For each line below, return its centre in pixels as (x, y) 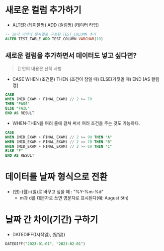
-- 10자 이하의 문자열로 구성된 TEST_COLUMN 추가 (51, 34)
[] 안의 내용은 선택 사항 (40, 68)
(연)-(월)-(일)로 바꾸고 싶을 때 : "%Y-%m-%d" (58, 192)
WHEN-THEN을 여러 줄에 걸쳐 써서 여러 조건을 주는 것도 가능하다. (76, 123)
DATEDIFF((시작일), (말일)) (39, 234)
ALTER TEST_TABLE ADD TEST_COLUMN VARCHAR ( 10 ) (54, 39)
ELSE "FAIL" (17, 109)
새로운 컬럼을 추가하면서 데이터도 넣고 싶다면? (71, 56)
